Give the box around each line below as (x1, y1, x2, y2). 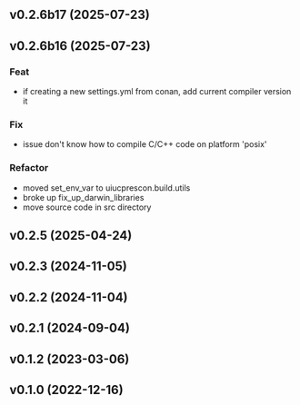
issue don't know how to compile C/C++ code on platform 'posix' (22, 139, 267, 150)
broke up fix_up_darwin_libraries (22, 192, 145, 202)
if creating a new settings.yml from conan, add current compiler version (22, 86, 292, 97)
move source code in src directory (22, 202, 152, 212)
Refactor (9, 162, 49, 174)
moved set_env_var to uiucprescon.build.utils (22, 182, 191, 193)
